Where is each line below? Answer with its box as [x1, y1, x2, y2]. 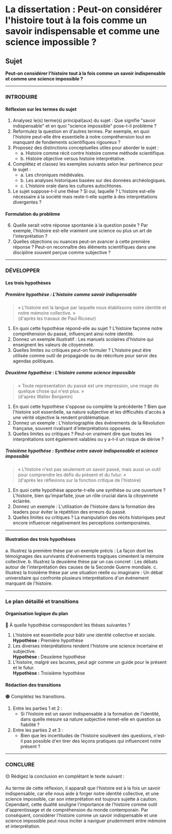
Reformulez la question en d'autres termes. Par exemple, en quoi [12, 128, 150, 134]
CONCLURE [5, 761, 35, 768]
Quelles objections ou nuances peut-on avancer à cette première [12, 238, 150, 245]
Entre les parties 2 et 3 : [12, 727, 63, 734]
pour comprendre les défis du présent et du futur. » [17, 472, 126, 478]
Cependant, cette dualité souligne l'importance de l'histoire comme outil [5, 801, 158, 807]
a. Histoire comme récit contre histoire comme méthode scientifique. [20, 150, 165, 156]
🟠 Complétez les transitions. [5, 694, 66, 700]
